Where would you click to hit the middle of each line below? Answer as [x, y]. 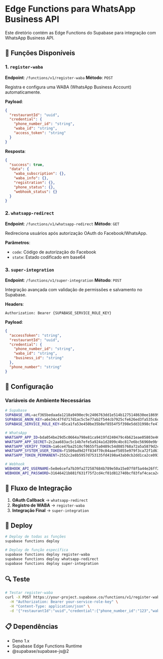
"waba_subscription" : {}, [40, 174]
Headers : [15, 304]
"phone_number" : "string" [36, 367]
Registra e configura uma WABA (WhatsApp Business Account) [68, 87]
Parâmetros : [18, 242]
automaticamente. [23, 92]
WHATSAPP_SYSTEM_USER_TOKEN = [34, 451]
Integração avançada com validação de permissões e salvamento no [74, 289]
